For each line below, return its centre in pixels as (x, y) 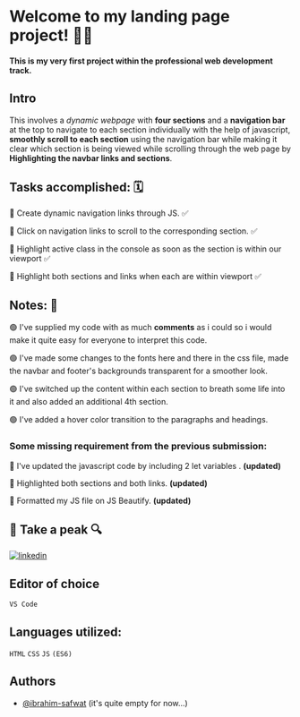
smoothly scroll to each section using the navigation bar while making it (143, 139)
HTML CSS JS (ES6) (41, 654)
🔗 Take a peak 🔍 (56, 529)
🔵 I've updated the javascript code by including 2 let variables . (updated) (146, 465)
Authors (33, 682)
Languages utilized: (66, 632)
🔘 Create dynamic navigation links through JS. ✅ (99, 213)
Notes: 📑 (34, 305)
